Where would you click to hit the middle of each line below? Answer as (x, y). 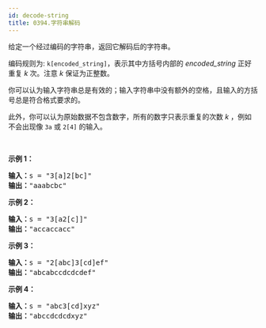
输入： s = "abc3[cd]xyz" (54, 306)
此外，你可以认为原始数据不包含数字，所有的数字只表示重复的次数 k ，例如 (130, 116)
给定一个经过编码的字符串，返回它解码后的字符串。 (91, 46)
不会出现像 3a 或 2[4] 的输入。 (57, 126)
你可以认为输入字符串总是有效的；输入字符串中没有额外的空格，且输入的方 (129, 90)
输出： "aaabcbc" (38, 185)
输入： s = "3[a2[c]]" (48, 219)
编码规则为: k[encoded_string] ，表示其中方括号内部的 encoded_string (122, 63)
